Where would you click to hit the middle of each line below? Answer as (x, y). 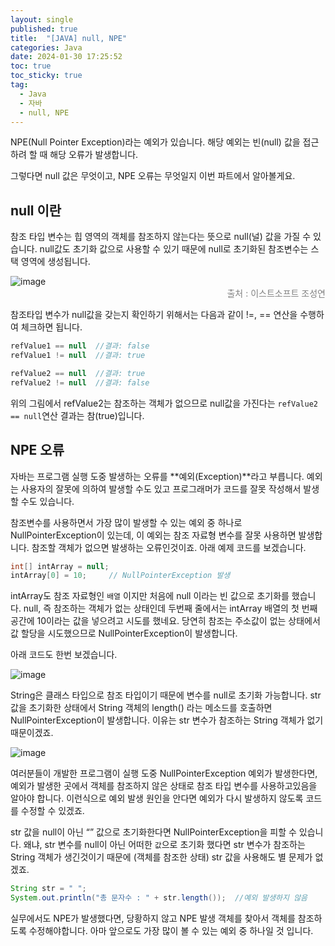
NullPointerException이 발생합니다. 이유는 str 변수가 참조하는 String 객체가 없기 (167, 720)
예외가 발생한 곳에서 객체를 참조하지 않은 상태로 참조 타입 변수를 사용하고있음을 (164, 786)
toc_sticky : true (46, 76)
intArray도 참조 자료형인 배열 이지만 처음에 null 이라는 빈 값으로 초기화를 (150, 596)
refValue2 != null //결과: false (80, 382)
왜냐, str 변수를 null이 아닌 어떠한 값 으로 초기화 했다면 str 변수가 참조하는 (164, 845)
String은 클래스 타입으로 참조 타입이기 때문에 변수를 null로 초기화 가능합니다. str (166, 695)
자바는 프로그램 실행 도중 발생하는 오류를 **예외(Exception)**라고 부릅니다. (157, 476)
